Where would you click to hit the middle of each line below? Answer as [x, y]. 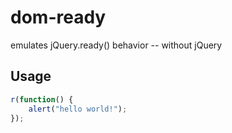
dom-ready [58, 17]
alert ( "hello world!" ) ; [78, 109]
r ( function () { [42, 99]
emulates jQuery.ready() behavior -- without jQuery [116, 45]
